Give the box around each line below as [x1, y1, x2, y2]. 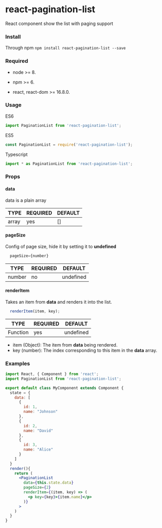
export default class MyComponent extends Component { [5, 385, 124, 390]
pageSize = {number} [10, 253, 49, 258]
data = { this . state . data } [23, 480, 74, 485]
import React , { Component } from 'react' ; [5, 372, 99, 377]
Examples [5, 360, 30, 367]
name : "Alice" [23, 447, 53, 452]
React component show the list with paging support [5, 20, 113, 27]
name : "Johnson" [23, 409, 58, 414]
